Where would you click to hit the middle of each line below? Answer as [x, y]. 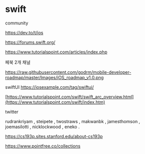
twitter [12, 112]
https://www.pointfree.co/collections [43, 146]
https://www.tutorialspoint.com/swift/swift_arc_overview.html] [70, 97]
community [17, 23]
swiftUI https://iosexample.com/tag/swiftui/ [50, 87]
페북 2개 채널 [18, 62]
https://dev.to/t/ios [24, 32]
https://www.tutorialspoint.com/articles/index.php [56, 52]
